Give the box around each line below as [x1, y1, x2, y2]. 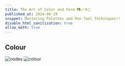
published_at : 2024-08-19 [5, 12, 57, 16]
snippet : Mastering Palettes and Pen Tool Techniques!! [5, 16, 121, 21]
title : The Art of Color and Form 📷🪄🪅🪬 [5, 7, 90, 12]
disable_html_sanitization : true [5, 20, 73, 26]
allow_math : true [5, 25, 40, 30]
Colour [5, 43, 26, 51]
